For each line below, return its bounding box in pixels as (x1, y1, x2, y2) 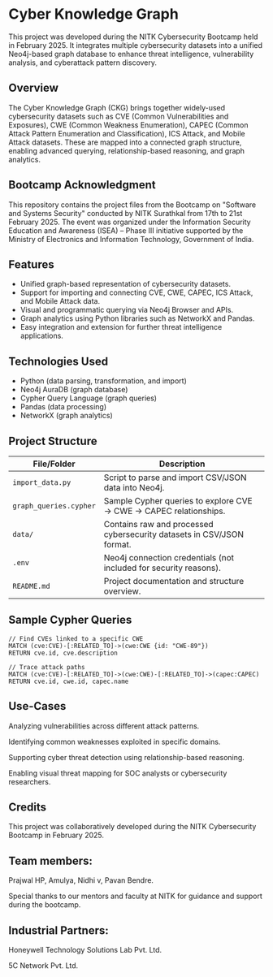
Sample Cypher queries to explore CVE (103, 495, 253, 506)
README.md (12, 581, 50, 590)
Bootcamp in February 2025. (8, 830, 104, 841)
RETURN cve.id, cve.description (8, 649, 118, 657)
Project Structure (8, 434, 97, 447)
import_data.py (12, 478, 71, 487)
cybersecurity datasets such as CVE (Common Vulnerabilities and (8, 111, 229, 121)
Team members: (8, 854, 93, 867)
